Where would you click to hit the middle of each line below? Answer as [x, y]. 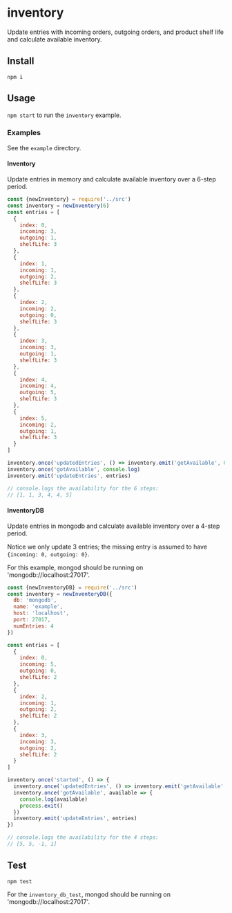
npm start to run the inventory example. [65, 115]
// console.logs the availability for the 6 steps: [83, 488]
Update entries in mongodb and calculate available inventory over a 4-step [114, 526]
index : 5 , [34, 418]
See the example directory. [44, 148]
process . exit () [41, 806]
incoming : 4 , [38, 386]
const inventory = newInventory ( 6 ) [58, 206]
